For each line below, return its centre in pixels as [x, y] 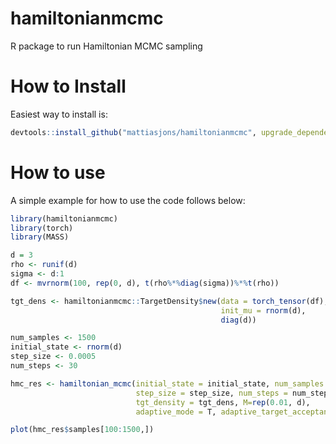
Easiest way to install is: [59, 114]
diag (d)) [238, 320]
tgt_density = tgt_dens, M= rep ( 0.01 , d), [223, 402]
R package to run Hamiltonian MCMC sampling [106, 46]
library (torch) [42, 228]
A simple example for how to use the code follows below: [128, 200]
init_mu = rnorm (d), [263, 310]
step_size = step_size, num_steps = [211, 393]
